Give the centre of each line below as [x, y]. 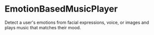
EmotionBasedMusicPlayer [61, 9]
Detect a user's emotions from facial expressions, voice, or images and [77, 22]
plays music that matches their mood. [43, 27]
